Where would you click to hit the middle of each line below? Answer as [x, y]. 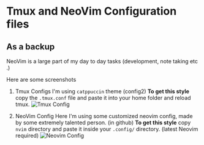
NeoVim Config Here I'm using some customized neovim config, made [104, 116]
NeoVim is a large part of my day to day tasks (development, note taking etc [102, 61]
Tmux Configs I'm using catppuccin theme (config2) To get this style [102, 91]
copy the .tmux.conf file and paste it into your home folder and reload [103, 98]
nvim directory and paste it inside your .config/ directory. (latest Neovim [107, 129]
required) [27, 136]
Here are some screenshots [41, 80]
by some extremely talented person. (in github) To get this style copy [103, 122]
